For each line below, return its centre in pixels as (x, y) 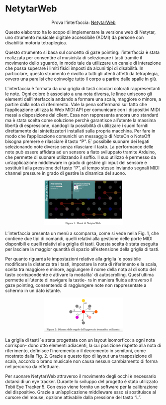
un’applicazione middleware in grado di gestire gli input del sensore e (76, 162)
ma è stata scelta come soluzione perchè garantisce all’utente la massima (81, 120)
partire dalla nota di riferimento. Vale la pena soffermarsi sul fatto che (76, 104)
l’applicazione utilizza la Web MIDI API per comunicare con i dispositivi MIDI (83, 110)
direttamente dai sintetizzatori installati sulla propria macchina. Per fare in (80, 131)
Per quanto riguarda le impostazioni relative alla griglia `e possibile (73, 259)
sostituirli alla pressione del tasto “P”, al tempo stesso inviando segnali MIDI (83, 168)
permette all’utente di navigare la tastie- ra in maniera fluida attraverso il (79, 280)
